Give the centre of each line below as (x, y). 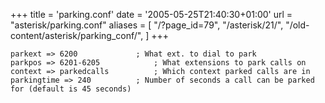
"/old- (297, 25)
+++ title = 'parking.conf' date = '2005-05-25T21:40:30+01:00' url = (151, 14)
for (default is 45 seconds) (71, 89)
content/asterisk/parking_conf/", (77, 35)
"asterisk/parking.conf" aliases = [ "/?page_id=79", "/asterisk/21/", (147, 25)
